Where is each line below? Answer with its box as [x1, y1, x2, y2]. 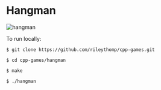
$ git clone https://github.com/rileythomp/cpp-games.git [6, 46, 155, 53]
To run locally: [6, 35, 42, 42]
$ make [6, 67, 23, 74]
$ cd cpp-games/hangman [6, 57, 66, 63]
